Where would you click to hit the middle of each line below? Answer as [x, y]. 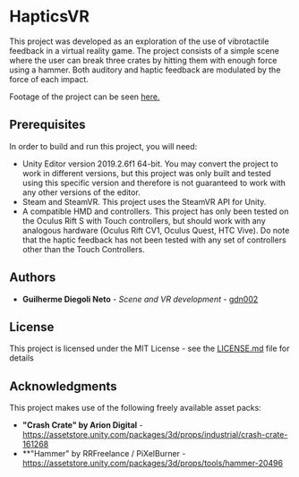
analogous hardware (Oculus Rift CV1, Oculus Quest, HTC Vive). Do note [156, 230]
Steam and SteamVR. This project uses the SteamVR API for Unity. [144, 201]
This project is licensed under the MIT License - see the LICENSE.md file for [149, 349]
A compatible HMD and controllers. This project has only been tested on [155, 211]
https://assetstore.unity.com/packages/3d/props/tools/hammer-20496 [153, 464]
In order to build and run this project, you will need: [103, 146]
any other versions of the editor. [81, 192]
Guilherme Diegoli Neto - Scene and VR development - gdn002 [140, 299]
